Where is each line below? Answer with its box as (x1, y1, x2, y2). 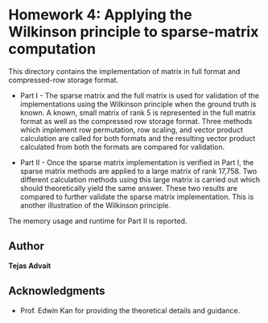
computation (8, 40, 97, 58)
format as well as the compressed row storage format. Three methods (19, 116, 253, 126)
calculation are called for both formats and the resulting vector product (19, 133, 256, 143)
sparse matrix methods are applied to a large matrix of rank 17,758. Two (19, 166, 258, 176)
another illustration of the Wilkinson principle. (19, 200, 171, 210)
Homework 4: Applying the (8, 6, 192, 24)
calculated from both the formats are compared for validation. (19, 142, 225, 151)
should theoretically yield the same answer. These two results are (19, 183, 238, 193)
